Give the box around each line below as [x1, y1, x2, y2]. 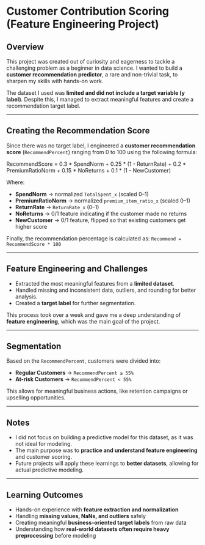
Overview [6, 42, 45, 52]
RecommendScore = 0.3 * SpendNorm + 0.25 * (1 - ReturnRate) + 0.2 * [6, 160, 187, 168]
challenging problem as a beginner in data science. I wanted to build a [6, 64, 183, 72]
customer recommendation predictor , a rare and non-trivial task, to [6, 71, 178, 78]
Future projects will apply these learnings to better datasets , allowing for [15, 460, 199, 467]
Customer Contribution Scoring [6, 4, 170, 18]
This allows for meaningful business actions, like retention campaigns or [6, 387, 188, 395]
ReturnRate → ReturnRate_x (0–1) [15, 203, 99, 210]
